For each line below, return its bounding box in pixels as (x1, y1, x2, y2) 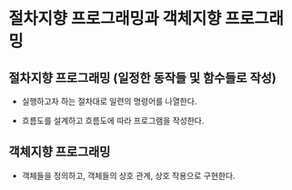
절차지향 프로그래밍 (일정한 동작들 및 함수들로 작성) (8, 70, 277, 85)
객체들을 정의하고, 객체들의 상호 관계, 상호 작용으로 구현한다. (21, 170, 236, 181)
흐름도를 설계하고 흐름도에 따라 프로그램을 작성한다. (21, 115, 205, 125)
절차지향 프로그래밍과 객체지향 (8, 8, 222, 29)
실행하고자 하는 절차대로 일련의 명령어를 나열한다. (21, 96, 197, 106)
